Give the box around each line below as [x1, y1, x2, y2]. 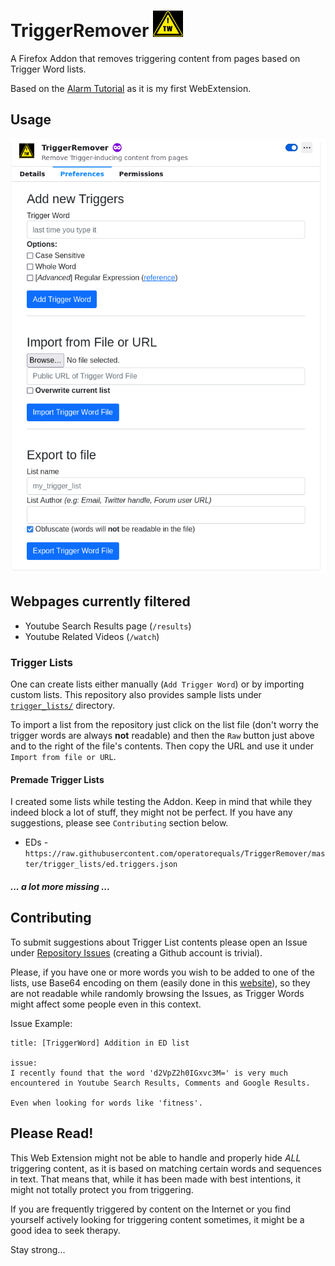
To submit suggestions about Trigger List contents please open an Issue [10, 936, 308, 948]
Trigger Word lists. [10, 63, 87, 75]
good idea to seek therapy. [10, 1224, 121, 1236]
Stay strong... [10, 1243, 66, 1255]
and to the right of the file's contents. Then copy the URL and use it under [10, 740, 315, 752]
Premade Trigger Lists [10, 773, 105, 785]
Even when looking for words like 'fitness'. [10, 1098, 203, 1108]
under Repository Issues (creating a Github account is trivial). [10, 946, 263, 959]
